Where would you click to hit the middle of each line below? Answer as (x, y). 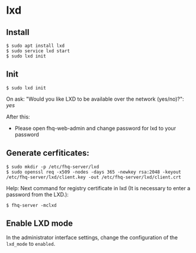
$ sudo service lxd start (38, 51)
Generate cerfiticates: (48, 153)
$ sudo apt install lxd (36, 46)
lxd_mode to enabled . (31, 244)
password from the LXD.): (38, 194)
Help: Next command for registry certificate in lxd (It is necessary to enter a (98, 188)
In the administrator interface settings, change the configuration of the (92, 238)
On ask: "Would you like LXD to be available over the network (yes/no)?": (95, 99)
